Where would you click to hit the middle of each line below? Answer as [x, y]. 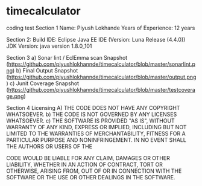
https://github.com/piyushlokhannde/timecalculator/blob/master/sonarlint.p [102, 64]
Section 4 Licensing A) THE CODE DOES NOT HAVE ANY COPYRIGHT [93, 107]
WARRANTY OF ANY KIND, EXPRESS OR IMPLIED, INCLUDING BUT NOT [96, 127]
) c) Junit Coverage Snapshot [43, 83]
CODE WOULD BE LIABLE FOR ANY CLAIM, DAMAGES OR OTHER [88, 158]
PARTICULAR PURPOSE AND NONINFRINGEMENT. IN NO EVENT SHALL [96, 139]
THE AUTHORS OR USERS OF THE [49, 146]
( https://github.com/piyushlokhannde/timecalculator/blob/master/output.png [101, 77]
